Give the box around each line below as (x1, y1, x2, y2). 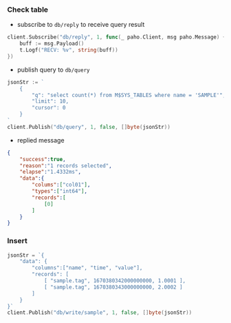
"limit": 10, (32, 98, 69, 105)
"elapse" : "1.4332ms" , (19, 169, 81, 176)
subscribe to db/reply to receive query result (16, 21, 145, 29)
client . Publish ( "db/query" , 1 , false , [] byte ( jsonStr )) (7, 123, 170, 130)
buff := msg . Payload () (19, 40, 85, 48)
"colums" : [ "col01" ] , (32, 181, 91, 189)
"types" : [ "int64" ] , (32, 188, 88, 195)
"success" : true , (19, 156, 67, 163)
